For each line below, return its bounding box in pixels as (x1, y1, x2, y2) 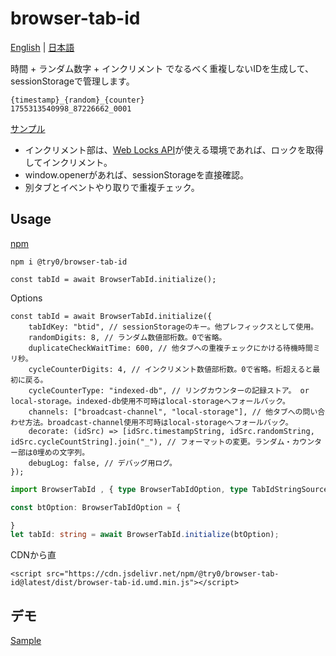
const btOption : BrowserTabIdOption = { (10, 502, 182, 512)
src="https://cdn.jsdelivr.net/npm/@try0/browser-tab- (46, 569, 280, 579)
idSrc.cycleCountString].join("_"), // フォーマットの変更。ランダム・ (10, 437, 293, 447)
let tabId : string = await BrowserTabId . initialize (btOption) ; (10, 530, 280, 540)
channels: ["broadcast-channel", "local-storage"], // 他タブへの (28, 407, 303, 417)
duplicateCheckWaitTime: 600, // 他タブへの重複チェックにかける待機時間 (28, 343, 313, 353)
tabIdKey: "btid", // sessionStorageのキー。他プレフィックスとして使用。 (28, 322, 319, 332)
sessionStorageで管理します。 (10, 75, 135, 87)
